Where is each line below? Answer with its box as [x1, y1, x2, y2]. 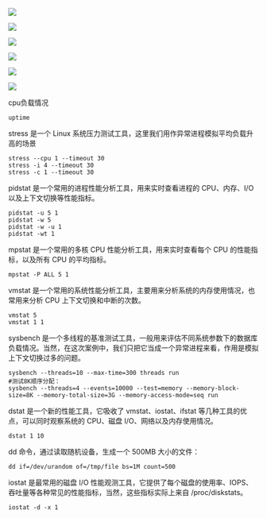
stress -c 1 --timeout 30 [8, 168, 94, 176]
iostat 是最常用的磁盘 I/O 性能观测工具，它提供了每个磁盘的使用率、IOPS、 [8, 477, 253, 487]
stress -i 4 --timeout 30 [8, 161, 94, 169]
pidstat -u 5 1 [8, 209, 59, 217]
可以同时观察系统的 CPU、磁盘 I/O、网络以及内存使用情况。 [21, 416, 218, 425]
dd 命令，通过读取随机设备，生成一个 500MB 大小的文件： [8, 447, 200, 456]
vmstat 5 [8, 311, 37, 319]
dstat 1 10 [8, 432, 44, 440]
